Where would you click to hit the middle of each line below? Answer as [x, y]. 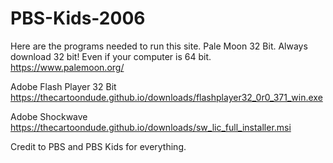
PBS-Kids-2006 [78, 18]
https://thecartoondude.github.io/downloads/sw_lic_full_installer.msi [151, 127]
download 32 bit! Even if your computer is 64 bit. [111, 56]
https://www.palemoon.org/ [67, 67]
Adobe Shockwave [49, 116]
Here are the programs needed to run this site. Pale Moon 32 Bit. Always [159, 46]
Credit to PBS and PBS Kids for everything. [98, 146]
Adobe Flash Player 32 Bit [63, 86]
